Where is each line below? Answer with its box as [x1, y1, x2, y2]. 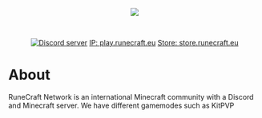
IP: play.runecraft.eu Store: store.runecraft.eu [89, 38, 239, 47]
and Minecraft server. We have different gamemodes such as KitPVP [8, 100, 235, 110]
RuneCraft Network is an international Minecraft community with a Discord [8, 92, 254, 101]
